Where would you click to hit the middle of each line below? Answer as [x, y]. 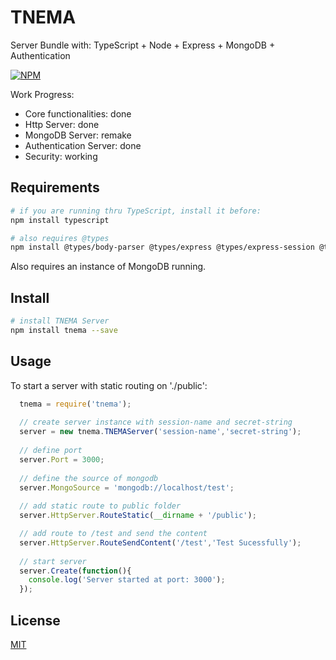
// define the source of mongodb [89, 478]
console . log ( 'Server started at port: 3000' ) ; [127, 580]
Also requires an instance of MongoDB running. [108, 267]
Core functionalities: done [78, 113]
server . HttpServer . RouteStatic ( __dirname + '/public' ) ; [138, 516]
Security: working [61, 156]
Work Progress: [42, 94]
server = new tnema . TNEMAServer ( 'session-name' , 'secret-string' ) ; [160, 432]
